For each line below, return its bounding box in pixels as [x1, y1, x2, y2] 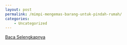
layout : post [5, 7, 32, 12]
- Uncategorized [14, 21, 48, 26]
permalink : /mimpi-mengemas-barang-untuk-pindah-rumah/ [5, 12, 122, 17]
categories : [5, 16, 30, 21]
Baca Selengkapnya [5, 34, 46, 40]
